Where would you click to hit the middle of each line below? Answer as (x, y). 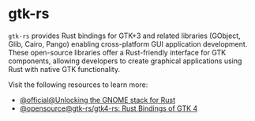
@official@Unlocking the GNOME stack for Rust (97, 100)
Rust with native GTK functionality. (64, 69)
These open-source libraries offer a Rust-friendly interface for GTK (117, 52)
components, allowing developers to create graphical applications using (125, 61)
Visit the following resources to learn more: (78, 85)
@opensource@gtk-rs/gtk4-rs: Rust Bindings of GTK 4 (109, 108)
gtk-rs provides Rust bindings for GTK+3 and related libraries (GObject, (124, 36)
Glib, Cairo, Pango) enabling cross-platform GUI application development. (128, 43)
